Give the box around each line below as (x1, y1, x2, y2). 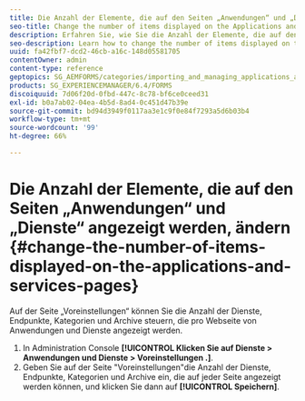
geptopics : (9, 73, 51, 82)
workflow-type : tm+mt (9, 115, 92, 124)
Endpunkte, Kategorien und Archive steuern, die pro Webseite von (9, 315, 257, 326)
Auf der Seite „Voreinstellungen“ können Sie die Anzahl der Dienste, (9, 306, 262, 316)
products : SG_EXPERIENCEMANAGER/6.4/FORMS (9, 81, 172, 90)
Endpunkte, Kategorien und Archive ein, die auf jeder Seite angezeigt (22, 371, 281, 382)
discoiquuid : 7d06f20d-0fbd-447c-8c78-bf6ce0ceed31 (9, 89, 209, 98)
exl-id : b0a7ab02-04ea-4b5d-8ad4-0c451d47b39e (9, 97, 189, 107)
